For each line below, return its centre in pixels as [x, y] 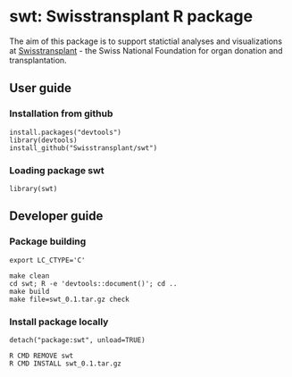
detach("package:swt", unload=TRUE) [77, 340]
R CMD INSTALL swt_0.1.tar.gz [66, 364]
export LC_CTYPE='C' [48, 260]
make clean [29, 276]
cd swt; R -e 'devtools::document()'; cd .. [93, 283]
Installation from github [61, 113]
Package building [48, 241]
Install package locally [59, 322]
